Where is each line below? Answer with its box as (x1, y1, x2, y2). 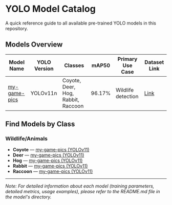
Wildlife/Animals (5, 135, 48, 142)
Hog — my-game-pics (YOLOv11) (12, 157, 83, 164)
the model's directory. (5, 194, 52, 200)
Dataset (144, 58, 164, 65)
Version (34, 65, 54, 72)
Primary (117, 55, 138, 62)
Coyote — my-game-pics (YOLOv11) (12, 147, 90, 153)
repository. (5, 25, 28, 31)
